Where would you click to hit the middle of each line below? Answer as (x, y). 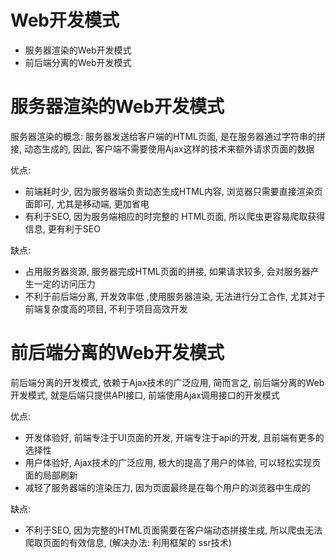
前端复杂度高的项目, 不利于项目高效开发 (106, 308)
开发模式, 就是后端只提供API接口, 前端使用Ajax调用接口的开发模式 (145, 395)
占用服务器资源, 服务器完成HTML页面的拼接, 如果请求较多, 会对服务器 (167, 271)
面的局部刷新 (51, 475)
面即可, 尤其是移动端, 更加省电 (87, 203)
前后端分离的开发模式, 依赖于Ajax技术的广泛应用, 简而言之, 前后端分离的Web (167, 382)
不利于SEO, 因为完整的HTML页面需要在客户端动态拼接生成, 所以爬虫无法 (173, 530)
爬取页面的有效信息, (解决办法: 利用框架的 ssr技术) (128, 542)
